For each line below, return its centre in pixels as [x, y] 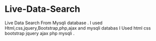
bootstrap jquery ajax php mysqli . [40, 33]
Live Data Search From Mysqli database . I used [54, 23]
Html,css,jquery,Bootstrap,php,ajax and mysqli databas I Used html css [78, 28]
